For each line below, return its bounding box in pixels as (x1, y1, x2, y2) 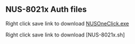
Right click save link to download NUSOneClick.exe (5, 20, 130, 27)
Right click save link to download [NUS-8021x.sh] (5, 31, 125, 38)
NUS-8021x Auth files (5, 5, 87, 14)
